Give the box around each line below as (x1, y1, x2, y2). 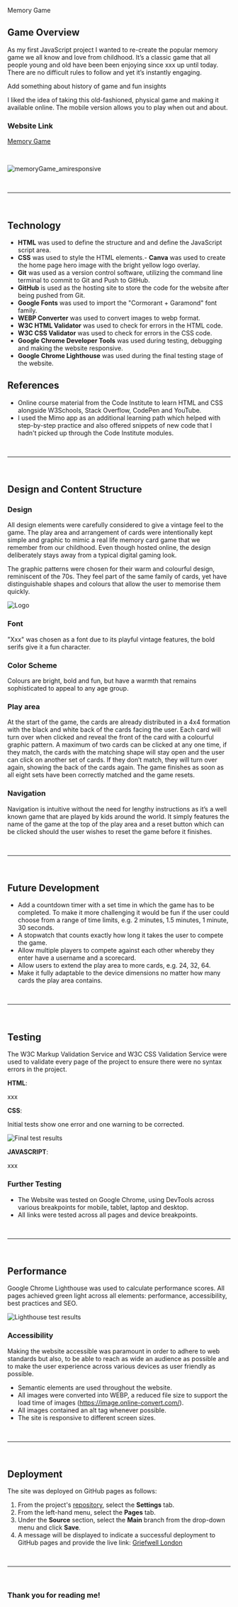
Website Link (7, 121, 53, 131)
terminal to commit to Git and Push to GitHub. (17, 276, 150, 284)
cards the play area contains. (17, 976, 103, 985)
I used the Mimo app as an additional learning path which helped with (17, 413, 221, 422)
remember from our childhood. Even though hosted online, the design (7, 543, 211, 552)
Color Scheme (7, 660, 58, 670)
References (7, 379, 59, 391)
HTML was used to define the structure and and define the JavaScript (17, 238, 222, 247)
